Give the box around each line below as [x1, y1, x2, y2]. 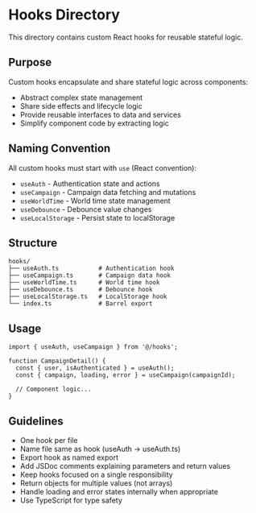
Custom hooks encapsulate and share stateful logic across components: [8, 77, 248, 86]
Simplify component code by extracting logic [19, 118, 169, 128]
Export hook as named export [19, 453, 119, 462]
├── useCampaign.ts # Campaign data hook [8, 271, 171, 279]
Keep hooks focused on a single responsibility [19, 470, 173, 479]
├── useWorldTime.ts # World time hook [8, 279, 160, 287]
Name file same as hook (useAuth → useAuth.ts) [19, 445, 181, 453]
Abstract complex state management [19, 93, 143, 102]
